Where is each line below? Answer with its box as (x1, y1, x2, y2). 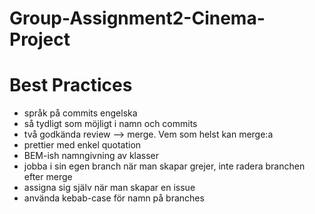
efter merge (23, 171, 73, 183)
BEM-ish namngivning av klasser (23, 150, 160, 162)
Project (9, 28, 71, 51)
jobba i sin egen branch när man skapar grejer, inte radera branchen (23, 160, 306, 172)
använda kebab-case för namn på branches (23, 192, 205, 204)
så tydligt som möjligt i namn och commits (23, 118, 198, 130)
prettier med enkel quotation (23, 139, 142, 151)
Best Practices (9, 74, 133, 97)
